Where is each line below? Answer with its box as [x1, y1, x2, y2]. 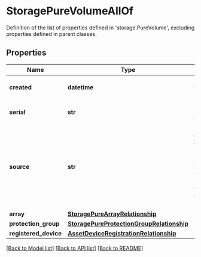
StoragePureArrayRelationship [68, 210, 157, 218]
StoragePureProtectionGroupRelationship [68, 219, 189, 228]
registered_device [9, 229, 62, 237]
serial [9, 108, 26, 116]
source [9, 162, 30, 171]
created [9, 83, 32, 91]
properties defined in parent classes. [6, 30, 97, 37]
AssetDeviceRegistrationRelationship [68, 229, 176, 237]
